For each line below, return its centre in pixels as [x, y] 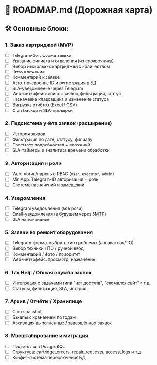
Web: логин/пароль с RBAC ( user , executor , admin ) [63, 174]
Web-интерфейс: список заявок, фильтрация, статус [66, 94]
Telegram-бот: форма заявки [42, 55]
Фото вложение [28, 72]
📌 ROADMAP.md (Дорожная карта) [79, 10]
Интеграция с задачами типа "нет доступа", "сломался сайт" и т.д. [81, 283]
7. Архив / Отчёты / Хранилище [44, 301]
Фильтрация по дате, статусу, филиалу [52, 139]
